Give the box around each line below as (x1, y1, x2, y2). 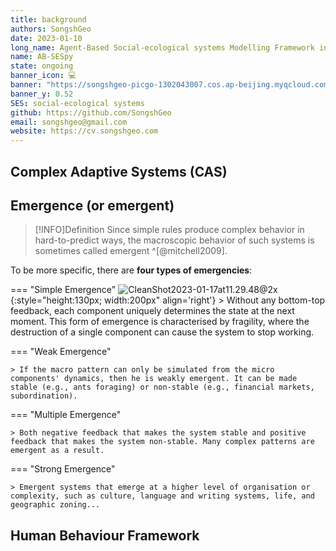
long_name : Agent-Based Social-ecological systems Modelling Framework (10, 42, 315, 53)
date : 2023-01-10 (10, 33, 83, 43)
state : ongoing (10, 61, 74, 71)
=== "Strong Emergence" (10, 463, 116, 475)
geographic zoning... (10, 500, 101, 510)
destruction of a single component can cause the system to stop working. (10, 326, 315, 338)
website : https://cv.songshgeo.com (10, 126, 159, 136)
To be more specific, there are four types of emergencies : (10, 264, 253, 276)
